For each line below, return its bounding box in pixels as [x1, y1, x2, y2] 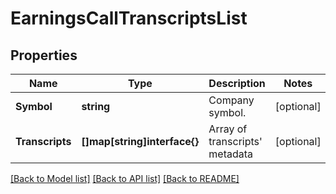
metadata [208, 147, 254, 161]
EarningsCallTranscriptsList [10, 7, 248, 30]
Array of [208, 122, 248, 136]
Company [208, 93, 255, 107]
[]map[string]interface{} [81, 135, 200, 148]
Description [208, 77, 266, 90]
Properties [10, 47, 78, 64]
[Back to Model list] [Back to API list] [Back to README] [10, 173, 240, 184]
